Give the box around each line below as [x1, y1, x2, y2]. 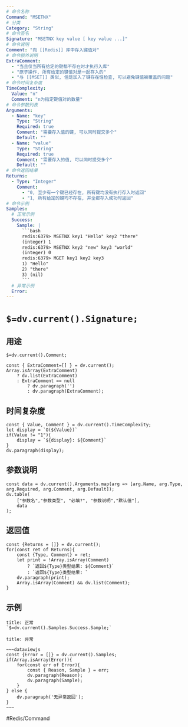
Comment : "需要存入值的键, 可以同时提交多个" [17, 129, 117, 136]
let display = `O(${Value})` [6, 427, 78, 433]
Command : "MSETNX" [6, 14, 51, 20]
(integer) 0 [21, 250, 51, 256]
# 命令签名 [6, 31, 29, 37]
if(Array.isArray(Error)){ [6, 657, 72, 663]
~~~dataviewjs [6, 646, 41, 652]
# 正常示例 [11, 212, 35, 218]
